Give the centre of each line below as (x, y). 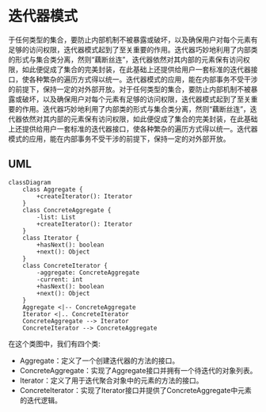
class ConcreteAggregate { (67, 210)
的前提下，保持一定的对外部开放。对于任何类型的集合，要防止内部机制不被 (129, 89)
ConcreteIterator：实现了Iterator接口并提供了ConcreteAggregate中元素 (135, 390)
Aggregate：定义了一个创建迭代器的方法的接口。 (99, 360)
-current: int (60, 279)
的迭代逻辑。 (40, 400)
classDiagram (30, 182)
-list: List (57, 217)
